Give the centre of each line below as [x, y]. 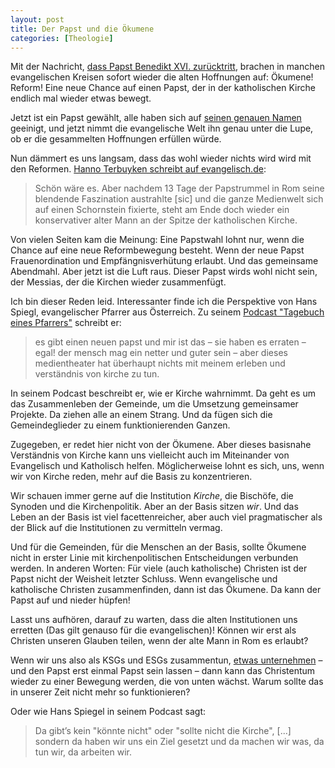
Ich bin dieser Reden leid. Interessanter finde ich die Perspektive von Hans [164, 302]
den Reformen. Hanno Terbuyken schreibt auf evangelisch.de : [138, 169]
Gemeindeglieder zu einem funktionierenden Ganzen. [120, 425]
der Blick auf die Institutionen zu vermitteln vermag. [116, 528]
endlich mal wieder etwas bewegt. [81, 98]
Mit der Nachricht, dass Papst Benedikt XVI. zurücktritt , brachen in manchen [167, 67]
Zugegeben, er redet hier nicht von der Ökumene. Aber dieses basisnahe [161, 445]
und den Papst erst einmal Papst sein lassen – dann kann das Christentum [163, 671]
